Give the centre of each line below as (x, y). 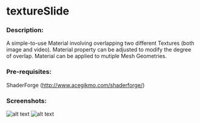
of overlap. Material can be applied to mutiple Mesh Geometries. (87, 56)
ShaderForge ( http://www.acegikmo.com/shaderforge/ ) (75, 85)
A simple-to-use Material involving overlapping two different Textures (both (101, 43)
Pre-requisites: (29, 72)
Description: (25, 30)
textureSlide (38, 11)
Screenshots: (27, 101)
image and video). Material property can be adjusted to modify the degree (99, 50)
